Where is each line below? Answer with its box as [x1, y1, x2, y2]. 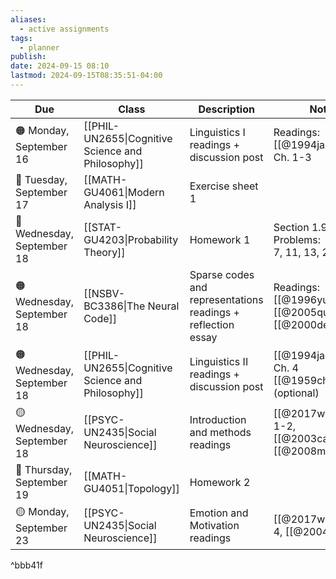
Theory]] [83, 245, 126, 259]
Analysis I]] [83, 197, 137, 211]
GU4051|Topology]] [83, 481, 180, 495]
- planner [19, 42, 60, 53]
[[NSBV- [83, 286, 126, 300]
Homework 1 [189, 232, 251, 246]
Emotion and [189, 506, 249, 520]
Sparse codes [189, 267, 255, 281]
